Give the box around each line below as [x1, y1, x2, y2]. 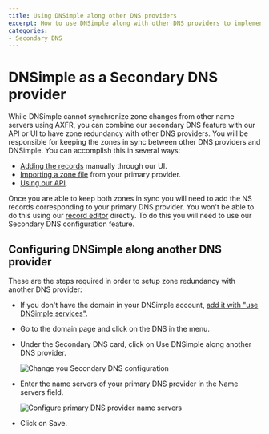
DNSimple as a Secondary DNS [8, 69, 219, 86]
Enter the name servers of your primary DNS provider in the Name [19, 379, 239, 388]
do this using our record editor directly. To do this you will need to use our [8, 211, 252, 221]
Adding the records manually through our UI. [19, 161, 167, 171]
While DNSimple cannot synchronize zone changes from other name [8, 112, 235, 121]
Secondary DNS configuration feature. [8, 219, 134, 229]
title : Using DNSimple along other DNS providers [8, 11, 178, 20]
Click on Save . [19, 419, 68, 428]
